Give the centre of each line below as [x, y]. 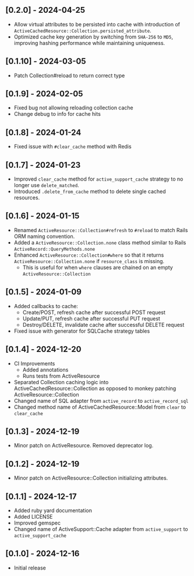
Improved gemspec [37, 523]
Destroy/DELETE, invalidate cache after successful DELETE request [103, 325]
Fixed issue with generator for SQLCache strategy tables [82, 331]
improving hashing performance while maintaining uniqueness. [89, 43]
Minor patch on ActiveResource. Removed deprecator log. [84, 446]
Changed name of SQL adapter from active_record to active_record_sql [101, 401]
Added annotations [45, 370]
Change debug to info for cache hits [57, 114]
